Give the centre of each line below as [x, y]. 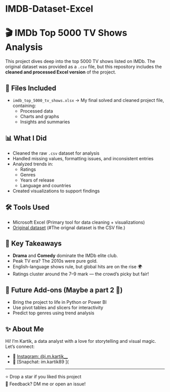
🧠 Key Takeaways [34, 243]
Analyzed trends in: [33, 164]
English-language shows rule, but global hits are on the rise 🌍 [77, 267]
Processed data [36, 111]
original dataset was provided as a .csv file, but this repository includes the [83, 67]
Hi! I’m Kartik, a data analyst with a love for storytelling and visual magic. [81, 341]
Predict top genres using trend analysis [53, 313]
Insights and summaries [45, 122]
